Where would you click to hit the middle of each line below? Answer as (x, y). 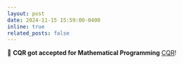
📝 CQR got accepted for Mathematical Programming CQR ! (92, 53)
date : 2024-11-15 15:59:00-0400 (54, 20)
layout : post (26, 14)
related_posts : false (38, 33)
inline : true (26, 26)
